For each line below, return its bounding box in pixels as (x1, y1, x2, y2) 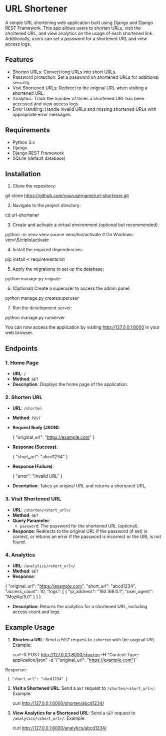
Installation (5, 169, 41, 178)
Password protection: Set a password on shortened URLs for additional (12, 74, 159, 80)
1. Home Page (5, 359, 39, 366)
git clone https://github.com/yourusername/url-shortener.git (5, 193, 129, 199)
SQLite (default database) (12, 155, 66, 161)
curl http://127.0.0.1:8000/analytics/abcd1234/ (12, 725, 107, 731)
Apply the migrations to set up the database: (12, 266, 104, 272)
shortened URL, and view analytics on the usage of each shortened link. (5, 30, 153, 36)
